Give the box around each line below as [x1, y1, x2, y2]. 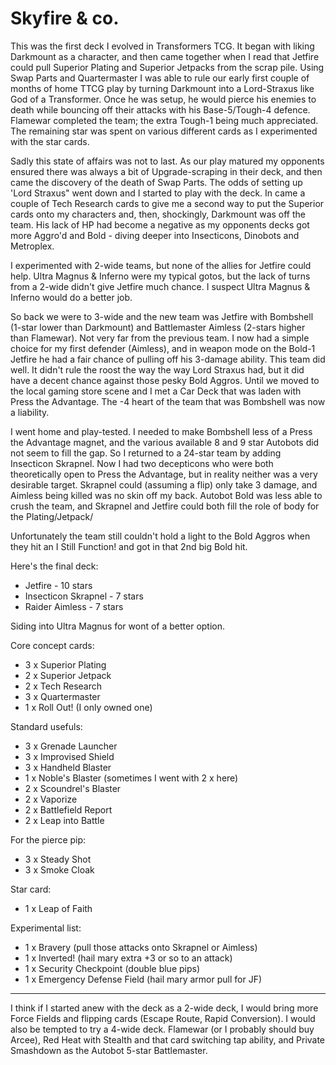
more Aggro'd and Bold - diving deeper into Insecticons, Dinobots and [10, 229, 300, 241]
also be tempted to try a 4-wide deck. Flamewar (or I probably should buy [10, 1023, 315, 1035]
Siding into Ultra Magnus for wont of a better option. [10, 620, 226, 632]
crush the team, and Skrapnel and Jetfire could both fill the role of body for [10, 500, 320, 512]
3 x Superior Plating [24, 658, 107, 671]
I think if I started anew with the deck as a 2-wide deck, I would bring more [10, 1002, 319, 1014]
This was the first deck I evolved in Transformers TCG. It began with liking [10, 40, 315, 52]
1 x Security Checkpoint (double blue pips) [24, 962, 201, 974]
